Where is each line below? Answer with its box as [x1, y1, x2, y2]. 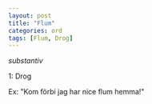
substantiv [8, 56, 43, 66]
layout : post [8, 11, 52, 20]
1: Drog [8, 71, 32, 81]
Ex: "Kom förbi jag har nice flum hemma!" [8, 87, 145, 97]
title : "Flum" [8, 19, 56, 27]
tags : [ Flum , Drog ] [8, 34, 74, 42]
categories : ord [8, 26, 62, 34]
